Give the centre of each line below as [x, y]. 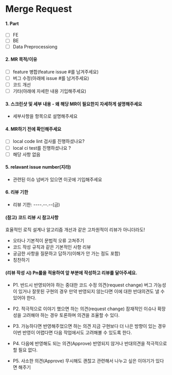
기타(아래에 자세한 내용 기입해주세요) [49, 91]
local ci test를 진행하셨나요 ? [42, 148]
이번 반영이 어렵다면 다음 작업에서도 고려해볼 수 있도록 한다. [72, 333]
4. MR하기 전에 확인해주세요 [33, 129]
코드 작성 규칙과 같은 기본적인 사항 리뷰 [52, 247]
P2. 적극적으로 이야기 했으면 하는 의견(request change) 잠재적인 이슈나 [84, 309]
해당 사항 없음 [26, 154]
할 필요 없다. [25, 350]
